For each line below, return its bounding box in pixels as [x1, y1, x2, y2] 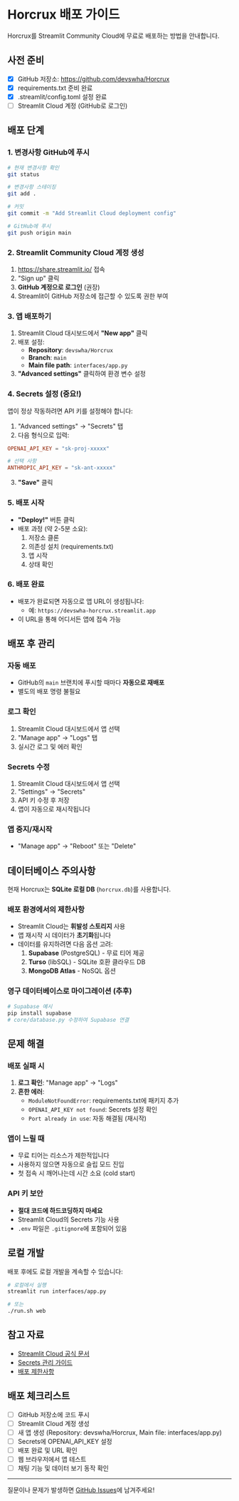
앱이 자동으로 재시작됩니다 [17, 805, 91, 814]
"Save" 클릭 [17, 478, 53, 487]
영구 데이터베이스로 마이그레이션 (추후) [7, 986, 132, 996]
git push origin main [7, 229, 72, 236]
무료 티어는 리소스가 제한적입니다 [17, 1151, 110, 1159]
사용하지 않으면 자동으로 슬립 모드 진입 [17, 1160, 124, 1169]
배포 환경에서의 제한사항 [7, 905, 85, 915]
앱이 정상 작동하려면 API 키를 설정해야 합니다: [7, 406, 133, 415]
